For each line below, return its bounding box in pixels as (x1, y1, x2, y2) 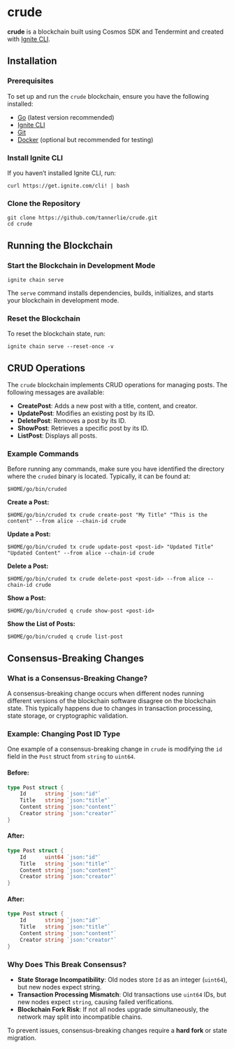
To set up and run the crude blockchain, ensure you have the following (7, 92, 210, 100)
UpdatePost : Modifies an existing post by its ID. (17, 409, 155, 417)
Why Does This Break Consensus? (7, 959, 127, 969)
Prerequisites (7, 76, 54, 86)
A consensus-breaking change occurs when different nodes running (7, 689, 205, 697)
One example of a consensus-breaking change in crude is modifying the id (7, 745, 222, 753)
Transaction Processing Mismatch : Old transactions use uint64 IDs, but (17, 990, 227, 999)
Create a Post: (7, 498, 50, 506)
